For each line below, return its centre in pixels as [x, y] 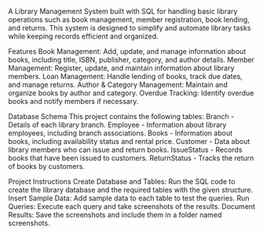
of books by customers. [46, 166]
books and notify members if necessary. [73, 101]
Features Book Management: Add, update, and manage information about [127, 51]
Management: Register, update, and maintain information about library [121, 68]
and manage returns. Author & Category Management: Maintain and [118, 85]
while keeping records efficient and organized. [83, 36]
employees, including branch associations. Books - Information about [121, 133]
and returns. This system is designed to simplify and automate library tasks [130, 28]
